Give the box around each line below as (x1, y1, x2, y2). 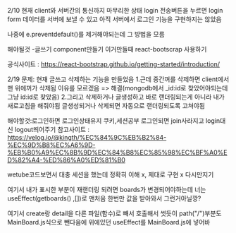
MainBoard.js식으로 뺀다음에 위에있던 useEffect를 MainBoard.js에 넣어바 (7, 218, 211, 226)
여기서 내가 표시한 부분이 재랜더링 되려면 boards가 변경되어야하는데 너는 (7, 186, 206, 193)
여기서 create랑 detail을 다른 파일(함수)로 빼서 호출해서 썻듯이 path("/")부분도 (7, 209, 222, 217)
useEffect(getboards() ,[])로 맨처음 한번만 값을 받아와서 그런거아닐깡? (7, 194, 201, 203)
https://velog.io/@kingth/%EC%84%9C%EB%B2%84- (7, 133, 167, 141)
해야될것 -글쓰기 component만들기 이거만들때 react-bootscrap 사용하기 (7, 45, 207, 53)
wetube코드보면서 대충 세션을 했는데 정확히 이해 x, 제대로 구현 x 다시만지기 (7, 170, 214, 179)
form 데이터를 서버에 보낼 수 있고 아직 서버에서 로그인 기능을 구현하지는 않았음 (7, 15, 222, 23)
